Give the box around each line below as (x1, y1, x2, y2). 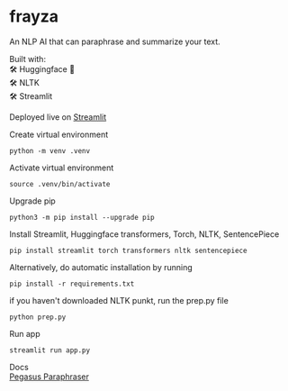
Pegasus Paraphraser (9, 371, 90, 382)
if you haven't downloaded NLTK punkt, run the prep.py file (9, 295, 229, 305)
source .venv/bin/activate (9, 179, 111, 188)
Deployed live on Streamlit (9, 111, 107, 123)
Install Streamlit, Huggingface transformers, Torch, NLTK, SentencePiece (9, 228, 280, 240)
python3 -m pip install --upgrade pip (9, 213, 155, 222)
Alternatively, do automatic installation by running (9, 261, 193, 272)
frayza (9, 6, 59, 27)
